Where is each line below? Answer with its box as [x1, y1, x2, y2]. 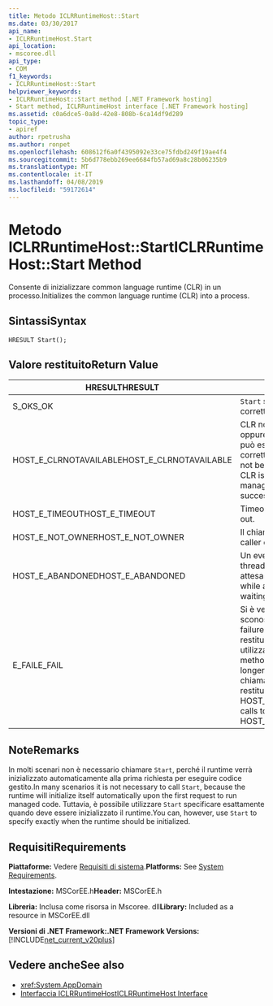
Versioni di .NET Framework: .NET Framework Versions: [8, 926, 200, 935]
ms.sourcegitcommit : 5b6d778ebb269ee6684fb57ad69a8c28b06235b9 [8, 155, 227, 163]
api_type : [8, 58, 42, 66]
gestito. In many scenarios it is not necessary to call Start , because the [8, 782, 246, 792]
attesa [240, 570, 264, 582]
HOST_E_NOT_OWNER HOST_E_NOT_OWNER [12, 531, 184, 543]
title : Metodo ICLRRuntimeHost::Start [8, 11, 140, 20]
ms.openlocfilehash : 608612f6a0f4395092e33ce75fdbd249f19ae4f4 [8, 148, 227, 156]
